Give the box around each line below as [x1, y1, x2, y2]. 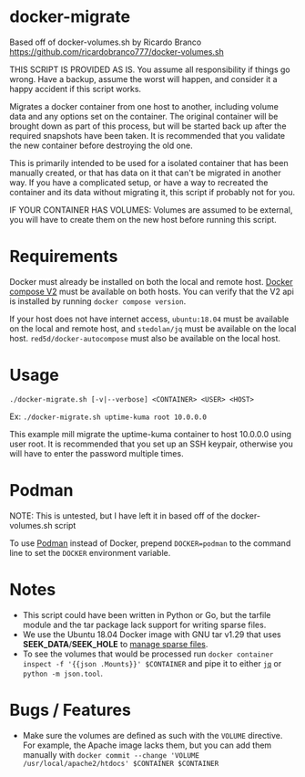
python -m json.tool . [22, 667, 103, 678]
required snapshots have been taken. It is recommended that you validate [9, 130, 286, 141]
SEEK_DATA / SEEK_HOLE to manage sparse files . [22, 638, 208, 649]
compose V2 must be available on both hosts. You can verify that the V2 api [9, 286, 294, 297]
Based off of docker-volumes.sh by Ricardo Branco [9, 37, 202, 47]
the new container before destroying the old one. [9, 140, 193, 151]
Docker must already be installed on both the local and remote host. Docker [9, 276, 293, 287]
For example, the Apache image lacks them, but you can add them [22, 740, 272, 751]
